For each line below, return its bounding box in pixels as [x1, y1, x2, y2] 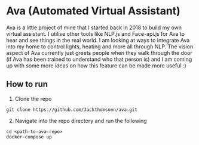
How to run [6, 79, 48, 90]
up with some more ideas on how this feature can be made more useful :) [6, 61, 186, 69]
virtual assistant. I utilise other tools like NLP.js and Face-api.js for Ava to [6, 30, 185, 37]
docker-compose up [6, 134, 52, 140]
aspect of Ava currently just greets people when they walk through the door [6, 49, 192, 56]
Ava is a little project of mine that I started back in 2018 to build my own [6, 24, 182, 31]
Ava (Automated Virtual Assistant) [6, 4, 180, 18]
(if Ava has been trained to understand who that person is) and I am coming [6, 55, 192, 63]
